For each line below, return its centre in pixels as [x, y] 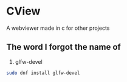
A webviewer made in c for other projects [58, 28]
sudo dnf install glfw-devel [43, 73]
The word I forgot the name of [64, 47]
